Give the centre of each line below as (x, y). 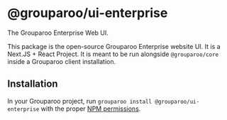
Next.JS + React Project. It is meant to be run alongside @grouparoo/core (113, 54)
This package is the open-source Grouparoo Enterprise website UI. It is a (114, 46)
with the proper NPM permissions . (91, 109)
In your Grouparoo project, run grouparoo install (80, 101)
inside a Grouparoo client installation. (62, 61)
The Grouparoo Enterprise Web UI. (58, 33)
